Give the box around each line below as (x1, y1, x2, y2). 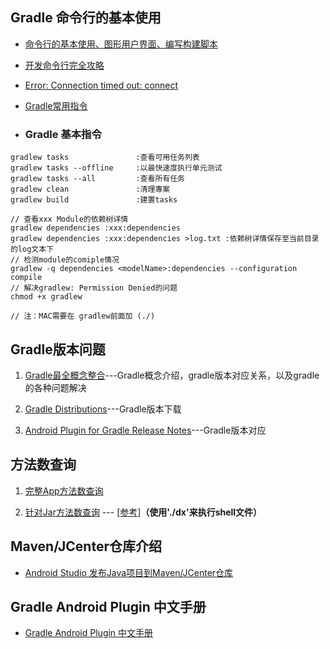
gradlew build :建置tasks (10, 195, 178, 205)
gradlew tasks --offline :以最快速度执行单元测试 (10, 163, 223, 173)
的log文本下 (10, 244, 55, 255)
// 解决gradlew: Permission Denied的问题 (10, 283, 178, 293)
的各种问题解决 (24, 381, 87, 393)
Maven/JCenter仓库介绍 (10, 538, 162, 555)
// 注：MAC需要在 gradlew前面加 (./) (10, 311, 156, 322)
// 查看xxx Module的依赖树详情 (10, 214, 129, 225)
